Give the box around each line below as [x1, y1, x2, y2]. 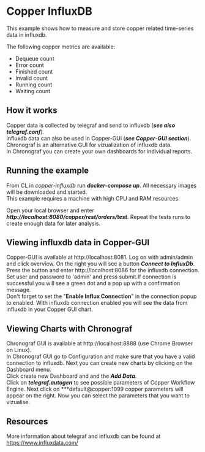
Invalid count [15, 74, 48, 82]
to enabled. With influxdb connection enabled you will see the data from [6, 299, 188, 307]
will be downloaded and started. [6, 188, 88, 196]
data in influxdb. [6, 31, 47, 38]
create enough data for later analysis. [6, 220, 101, 227]
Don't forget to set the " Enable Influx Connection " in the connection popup [6, 293, 197, 300]
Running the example [6, 166, 89, 176]
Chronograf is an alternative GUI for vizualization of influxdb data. [6, 141, 173, 148]
